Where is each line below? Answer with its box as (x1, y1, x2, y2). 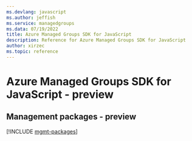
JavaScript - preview (6, 88, 114, 101)
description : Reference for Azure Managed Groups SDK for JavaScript (6, 37, 187, 43)
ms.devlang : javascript (6, 9, 67, 15)
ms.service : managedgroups (6, 20, 75, 26)
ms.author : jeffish (6, 15, 56, 21)
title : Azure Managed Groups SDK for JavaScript (6, 32, 132, 38)
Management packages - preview (6, 112, 137, 122)
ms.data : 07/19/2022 (6, 26, 59, 32)
